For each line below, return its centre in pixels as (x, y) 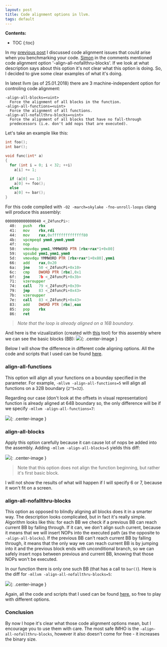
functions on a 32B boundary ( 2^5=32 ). (45, 388)
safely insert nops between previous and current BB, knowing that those (79, 554)
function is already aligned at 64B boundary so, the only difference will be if (83, 403)
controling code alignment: (33, 89)
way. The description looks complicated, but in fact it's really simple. (76, 517)
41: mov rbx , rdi (32, 230)
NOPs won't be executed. (31, 559)
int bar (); (16, 147)
